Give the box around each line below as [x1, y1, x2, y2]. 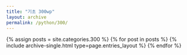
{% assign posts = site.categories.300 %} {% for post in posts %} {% [6, 36, 177, 43]
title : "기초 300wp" [6, 8, 55, 15]
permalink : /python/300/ [6, 20, 68, 25]
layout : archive [6, 14, 47, 20]
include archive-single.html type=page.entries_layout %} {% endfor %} [6, 42, 182, 49]
